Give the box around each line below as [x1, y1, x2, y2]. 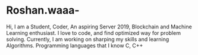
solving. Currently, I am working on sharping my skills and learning [6, 35, 169, 43]
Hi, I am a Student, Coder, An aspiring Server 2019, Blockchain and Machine [6, 23, 192, 30]
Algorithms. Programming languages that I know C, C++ [6, 42, 143, 49]
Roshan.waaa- [6, 4, 80, 17]
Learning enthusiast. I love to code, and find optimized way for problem [6, 29, 181, 36]
